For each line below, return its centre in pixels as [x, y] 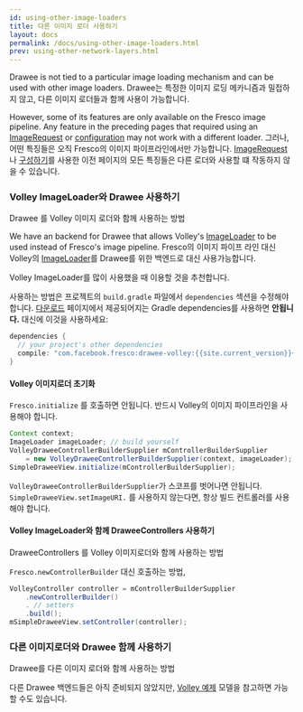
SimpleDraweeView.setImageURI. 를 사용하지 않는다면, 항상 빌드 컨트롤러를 [141, 497]
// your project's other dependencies [91, 345]
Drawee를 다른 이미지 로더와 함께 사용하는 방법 [92, 669]
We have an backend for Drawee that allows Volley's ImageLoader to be [143, 237]
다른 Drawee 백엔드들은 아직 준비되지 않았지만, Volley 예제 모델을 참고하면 [141, 688]
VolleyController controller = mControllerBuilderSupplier [123, 588]
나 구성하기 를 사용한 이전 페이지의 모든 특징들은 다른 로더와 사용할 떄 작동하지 [145, 160]
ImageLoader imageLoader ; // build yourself [94, 442]
